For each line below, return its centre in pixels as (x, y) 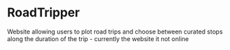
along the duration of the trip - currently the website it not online (98, 38)
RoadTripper (44, 13)
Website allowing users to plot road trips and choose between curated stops (115, 32)
